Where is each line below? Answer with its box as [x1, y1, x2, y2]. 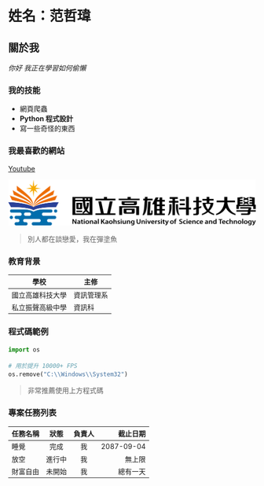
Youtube [8, 164, 35, 173]
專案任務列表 [8, 407, 57, 418]
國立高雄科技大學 [11, 290, 67, 300]
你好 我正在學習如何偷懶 [8, 64, 86, 72]
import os [8, 345, 41, 354]
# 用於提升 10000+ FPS [8, 363, 78, 370]
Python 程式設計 [19, 114, 74, 123]
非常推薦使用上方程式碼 [27, 386, 104, 396]
